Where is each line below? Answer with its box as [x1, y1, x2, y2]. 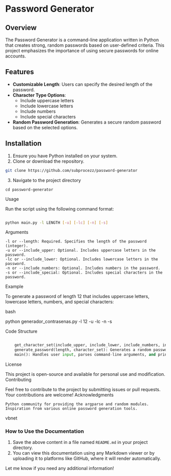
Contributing [5, 377, 32, 382]
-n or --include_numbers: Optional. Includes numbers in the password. [5, 265, 160, 271]
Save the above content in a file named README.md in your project [12, 439, 148, 445]
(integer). [5, 244, 28, 249]
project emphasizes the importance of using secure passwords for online [5, 48, 159, 53]
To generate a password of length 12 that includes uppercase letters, [5, 293, 150, 300]
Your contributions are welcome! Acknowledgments [5, 392, 114, 398]
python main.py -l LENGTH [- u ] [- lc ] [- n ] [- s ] [5, 220, 108, 225]
